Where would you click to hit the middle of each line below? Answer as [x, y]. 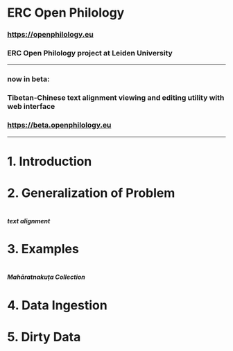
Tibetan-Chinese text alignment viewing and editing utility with [116, 98]
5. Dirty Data [44, 337]
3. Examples [43, 249]
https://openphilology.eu [50, 35]
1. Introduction [50, 161]
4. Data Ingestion [57, 305]
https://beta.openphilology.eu [59, 125]
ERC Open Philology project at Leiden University [90, 53]
